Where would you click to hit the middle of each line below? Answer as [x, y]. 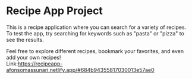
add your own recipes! [34, 57]
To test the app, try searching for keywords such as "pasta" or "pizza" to [95, 33]
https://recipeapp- [40, 64]
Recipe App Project [54, 11]
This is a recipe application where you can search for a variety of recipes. [96, 27]
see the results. [25, 39]
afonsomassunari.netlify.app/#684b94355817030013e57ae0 [80, 70]
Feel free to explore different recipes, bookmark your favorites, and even [95, 51]
